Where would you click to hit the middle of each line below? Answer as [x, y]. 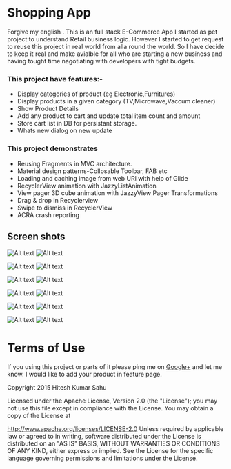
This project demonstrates [52, 148]
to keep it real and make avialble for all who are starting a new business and [115, 54]
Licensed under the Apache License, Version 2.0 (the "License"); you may [112, 401]
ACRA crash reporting [48, 214]
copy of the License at [39, 416]
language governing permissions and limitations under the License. [102, 458]
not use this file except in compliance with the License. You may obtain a [110, 408]
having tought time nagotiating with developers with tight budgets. [101, 61]
